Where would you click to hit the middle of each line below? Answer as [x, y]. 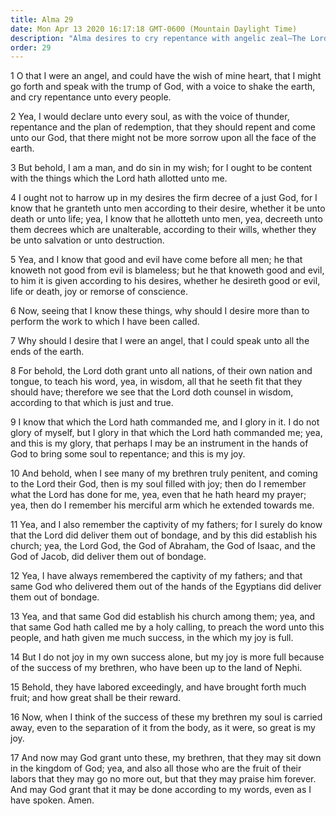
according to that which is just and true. [92, 403]
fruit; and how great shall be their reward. [96, 698]
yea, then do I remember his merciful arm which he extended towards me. [162, 505]
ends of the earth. [47, 352]
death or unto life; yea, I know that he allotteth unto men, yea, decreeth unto [166, 219]
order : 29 [31, 47]
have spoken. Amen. [52, 800]
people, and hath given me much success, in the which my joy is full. [152, 638]
